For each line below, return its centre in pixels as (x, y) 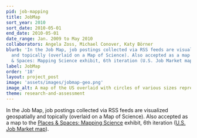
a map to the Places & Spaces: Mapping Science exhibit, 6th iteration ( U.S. (96, 122)
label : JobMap (23, 66)
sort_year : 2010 (26, 22)
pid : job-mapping (27, 11)
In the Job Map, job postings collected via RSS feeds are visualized (87, 110)
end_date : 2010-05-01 (33, 33)
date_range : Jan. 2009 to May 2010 (50, 39)
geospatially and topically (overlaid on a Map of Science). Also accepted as (97, 116)
